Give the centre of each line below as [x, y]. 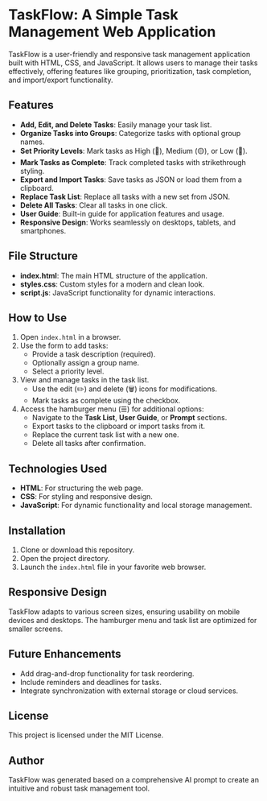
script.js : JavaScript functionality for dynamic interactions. [117, 292]
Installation [37, 530]
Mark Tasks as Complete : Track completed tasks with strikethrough [133, 162]
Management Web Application [112, 32]
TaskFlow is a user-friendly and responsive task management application [129, 54]
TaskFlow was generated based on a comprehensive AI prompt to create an [134, 780]
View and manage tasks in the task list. [84, 380]
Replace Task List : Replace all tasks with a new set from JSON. [125, 196]
